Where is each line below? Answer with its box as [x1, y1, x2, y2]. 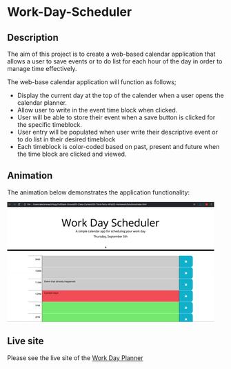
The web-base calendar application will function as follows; [7, 78, 177, 86]
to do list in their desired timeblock [17, 135, 116, 143]
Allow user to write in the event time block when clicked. [17, 106, 178, 114]
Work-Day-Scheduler [7, 4, 132, 20]
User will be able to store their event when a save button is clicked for [17, 113, 216, 121]
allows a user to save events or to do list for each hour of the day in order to [7, 57, 223, 66]
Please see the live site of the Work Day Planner [7, 353, 143, 362]
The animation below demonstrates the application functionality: [7, 188, 190, 197]
